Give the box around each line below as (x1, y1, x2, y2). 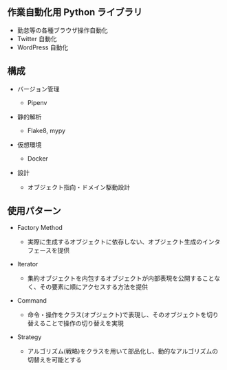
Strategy (17, 333, 42, 341)
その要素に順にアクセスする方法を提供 (39, 283, 148, 291)
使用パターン (7, 205, 61, 217)
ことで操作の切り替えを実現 (45, 319, 124, 327)
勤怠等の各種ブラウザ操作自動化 (17, 26, 108, 34)
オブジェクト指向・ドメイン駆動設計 (27, 183, 131, 191)
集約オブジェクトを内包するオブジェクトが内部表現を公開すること (27, 274, 215, 283)
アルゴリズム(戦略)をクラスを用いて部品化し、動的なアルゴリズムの (27, 347, 219, 356)
